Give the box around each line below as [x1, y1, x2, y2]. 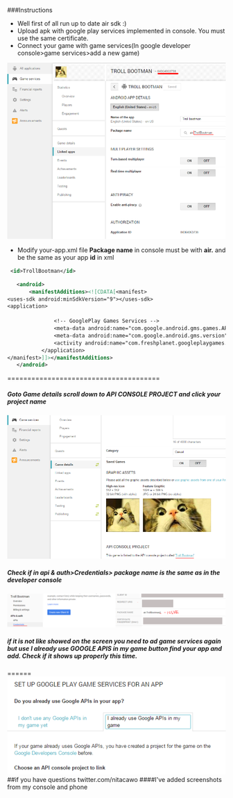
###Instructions [7, 6, 53, 14]
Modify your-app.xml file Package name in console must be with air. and [17, 246, 226, 254]
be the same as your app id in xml [17, 253, 114, 261]
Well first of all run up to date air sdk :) [17, 19, 127, 27]
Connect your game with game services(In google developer [17, 42, 191, 49]
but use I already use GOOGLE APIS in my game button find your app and [7, 644, 223, 652]
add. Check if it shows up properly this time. [7, 651, 137, 660]
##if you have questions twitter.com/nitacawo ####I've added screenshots [7, 775, 222, 783]
